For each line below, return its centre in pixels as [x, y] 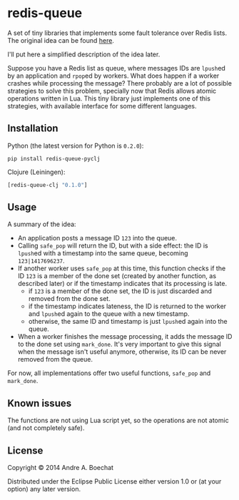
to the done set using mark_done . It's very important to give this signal [119, 345]
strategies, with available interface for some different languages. [102, 106]
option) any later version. [44, 489]
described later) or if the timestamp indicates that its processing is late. [122, 284]
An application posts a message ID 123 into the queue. [97, 238]
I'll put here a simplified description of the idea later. [84, 54]
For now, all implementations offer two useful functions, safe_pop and [109, 373]
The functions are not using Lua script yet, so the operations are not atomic [118, 420]
